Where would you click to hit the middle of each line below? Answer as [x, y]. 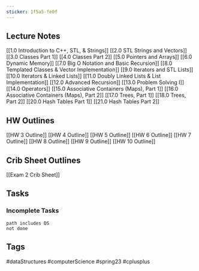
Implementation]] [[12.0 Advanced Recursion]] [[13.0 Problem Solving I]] [95, 82]
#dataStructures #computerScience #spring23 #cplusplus [78, 261]
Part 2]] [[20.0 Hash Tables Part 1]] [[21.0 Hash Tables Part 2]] [83, 102]
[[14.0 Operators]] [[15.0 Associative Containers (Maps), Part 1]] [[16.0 [92, 89]
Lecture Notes [33, 36]
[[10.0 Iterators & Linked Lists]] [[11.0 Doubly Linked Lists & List [84, 76]
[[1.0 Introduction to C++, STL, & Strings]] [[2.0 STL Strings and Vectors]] [97, 50]
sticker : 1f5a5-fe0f [32, 12]
